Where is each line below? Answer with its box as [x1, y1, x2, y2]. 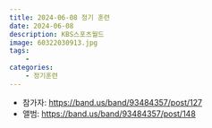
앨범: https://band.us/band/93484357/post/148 [21, 108, 197, 119]
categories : [9, 64, 54, 73]
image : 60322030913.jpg [9, 38, 98, 47]
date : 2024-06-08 [9, 21, 74, 30]
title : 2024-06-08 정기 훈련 [9, 13, 110, 22]
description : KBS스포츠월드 [9, 30, 105, 38]
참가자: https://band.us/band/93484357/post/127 [21, 97, 203, 107]
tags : [9, 47, 30, 55]
